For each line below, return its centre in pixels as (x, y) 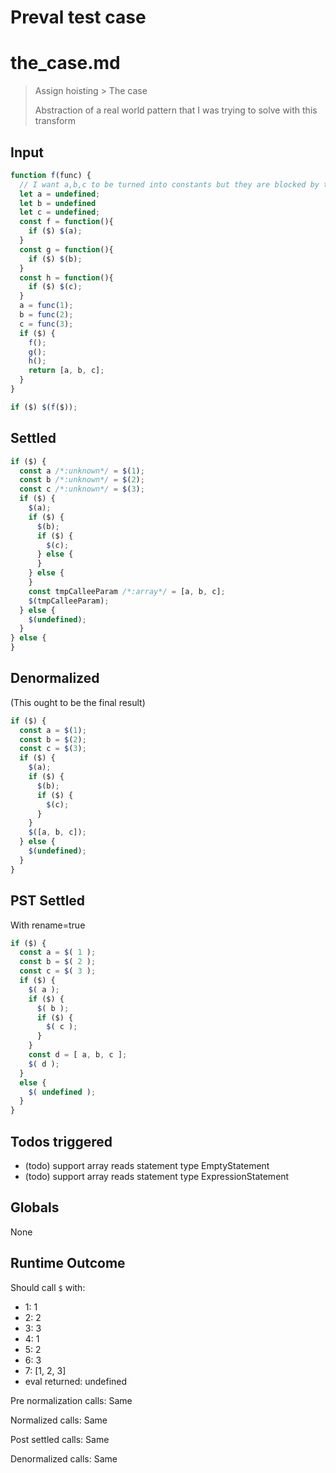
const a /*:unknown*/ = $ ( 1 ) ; (82, 471)
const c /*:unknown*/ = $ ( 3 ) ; (82, 489)
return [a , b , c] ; (66, 371)
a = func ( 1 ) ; (46, 306)
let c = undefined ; (60, 212)
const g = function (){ (66, 249)
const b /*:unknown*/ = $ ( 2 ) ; (82, 480)
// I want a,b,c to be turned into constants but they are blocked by (169, 184)
